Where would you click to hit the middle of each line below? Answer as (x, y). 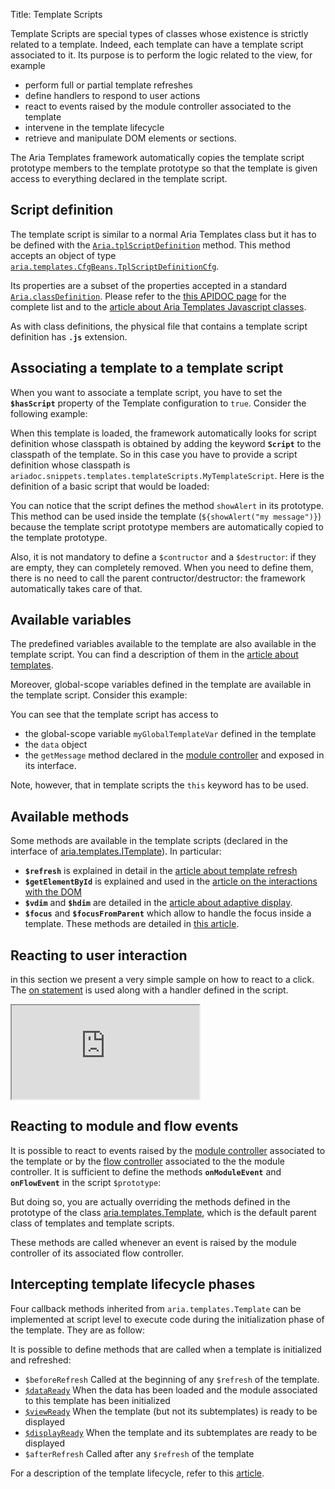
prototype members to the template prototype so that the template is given (164, 168)
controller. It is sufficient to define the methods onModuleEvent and (146, 1171)
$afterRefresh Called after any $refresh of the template (139, 1453)
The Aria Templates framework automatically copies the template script (157, 157)
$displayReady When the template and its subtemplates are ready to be (171, 1432)
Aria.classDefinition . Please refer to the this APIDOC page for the (148, 296)
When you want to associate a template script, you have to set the (146, 392)
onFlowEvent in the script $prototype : (86, 1182)
